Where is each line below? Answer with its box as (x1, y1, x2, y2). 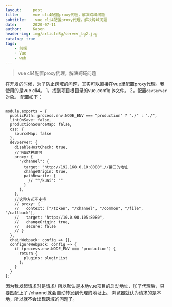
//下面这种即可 (14, 150, 43, 155)
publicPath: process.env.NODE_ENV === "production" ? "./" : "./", (10, 113, 158, 118)
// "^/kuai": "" (28, 178, 63, 183)
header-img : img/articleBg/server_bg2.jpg (5, 31, 98, 37)
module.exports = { (5, 109, 47, 114)
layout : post (5, 7, 43, 13)
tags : (5, 41, 17, 46)
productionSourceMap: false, (10, 122, 72, 128)
